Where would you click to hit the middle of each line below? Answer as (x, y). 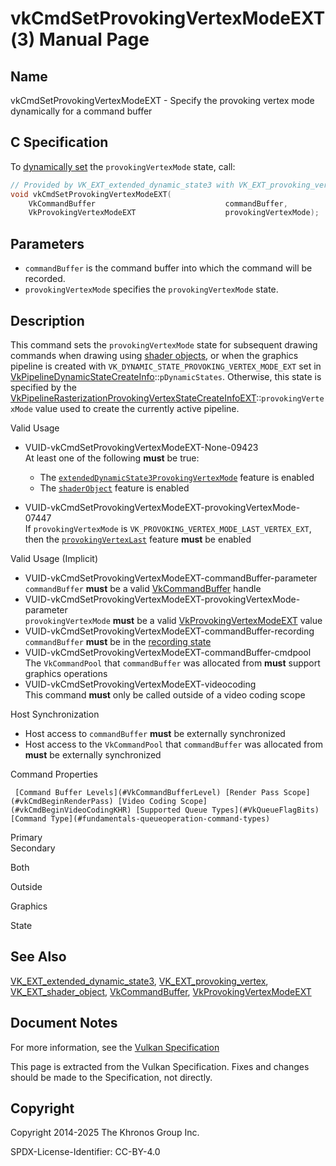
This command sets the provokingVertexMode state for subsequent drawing (164, 344)
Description (47, 320)
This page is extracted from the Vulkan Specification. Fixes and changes (160, 1066)
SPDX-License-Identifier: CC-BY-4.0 (85, 1152)
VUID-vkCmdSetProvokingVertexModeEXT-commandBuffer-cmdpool (168, 652)
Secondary (33, 848)
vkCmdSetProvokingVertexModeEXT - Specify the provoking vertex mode (162, 100)
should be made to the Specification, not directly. (111, 1077)
